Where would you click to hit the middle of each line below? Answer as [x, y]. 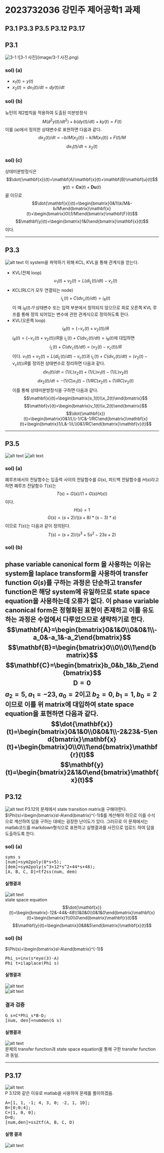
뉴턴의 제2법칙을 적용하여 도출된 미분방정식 [46, 113]
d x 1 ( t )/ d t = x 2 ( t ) [82, 147]
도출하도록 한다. [20, 833]
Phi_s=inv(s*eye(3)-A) [32, 958]
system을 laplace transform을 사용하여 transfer [77, 573]
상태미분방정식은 [21, 171]
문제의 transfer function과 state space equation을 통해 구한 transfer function [81, 1049]
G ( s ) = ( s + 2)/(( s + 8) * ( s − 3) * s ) [82, 518]
